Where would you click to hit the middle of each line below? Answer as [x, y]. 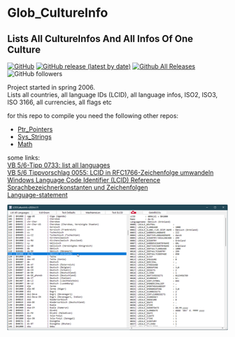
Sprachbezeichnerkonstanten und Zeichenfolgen [78, 187]
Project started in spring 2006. [51, 87]
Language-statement [37, 195]
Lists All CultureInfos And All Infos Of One [100, 39]
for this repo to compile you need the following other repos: [93, 116]
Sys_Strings [35, 137]
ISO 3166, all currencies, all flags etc [59, 102]
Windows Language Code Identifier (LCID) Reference [84, 180]
